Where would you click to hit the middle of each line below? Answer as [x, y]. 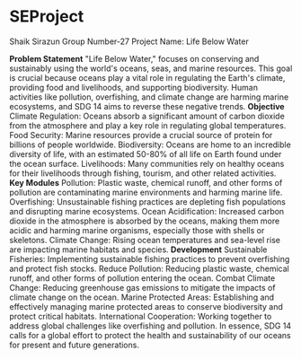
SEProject [47, 17]
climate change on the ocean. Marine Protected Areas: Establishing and [142, 297]
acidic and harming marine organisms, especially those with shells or [137, 230]
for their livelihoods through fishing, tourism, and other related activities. [143, 173]
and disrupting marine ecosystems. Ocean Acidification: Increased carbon [147, 211]
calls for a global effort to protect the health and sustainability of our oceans [150, 335]
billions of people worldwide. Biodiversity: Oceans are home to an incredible [150, 144]
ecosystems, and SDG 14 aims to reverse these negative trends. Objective [147, 106]
